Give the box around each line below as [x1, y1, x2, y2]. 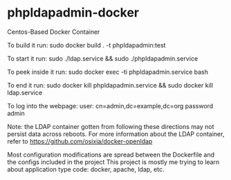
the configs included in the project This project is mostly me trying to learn [7, 157, 220, 166]
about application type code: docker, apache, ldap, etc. [7, 165, 165, 173]
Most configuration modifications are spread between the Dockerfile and [7, 150, 215, 159]
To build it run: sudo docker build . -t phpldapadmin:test [7, 41, 166, 49]
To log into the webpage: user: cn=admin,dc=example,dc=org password [7, 101, 214, 110]
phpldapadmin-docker [7, 5, 140, 21]
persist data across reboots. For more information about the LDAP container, [7, 130, 225, 138]
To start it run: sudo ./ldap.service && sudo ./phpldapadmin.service [7, 54, 198, 63]
